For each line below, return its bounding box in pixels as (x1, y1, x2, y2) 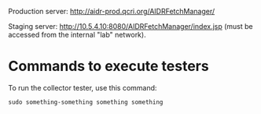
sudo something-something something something (8, 98, 164, 106)
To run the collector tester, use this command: (8, 83, 157, 92)
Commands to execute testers (8, 58, 210, 75)
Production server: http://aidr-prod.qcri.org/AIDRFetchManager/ (8, 7, 215, 16)
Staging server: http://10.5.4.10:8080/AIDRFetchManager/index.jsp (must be (8, 22, 253, 30)
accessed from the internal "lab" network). (8, 30, 147, 39)
